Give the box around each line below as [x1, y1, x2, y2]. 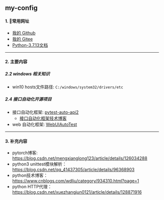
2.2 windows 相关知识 [5, 71, 50, 77]
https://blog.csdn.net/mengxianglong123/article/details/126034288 [12, 156, 147, 161]
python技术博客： [12, 173, 48, 179]
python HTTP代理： [12, 184, 52, 190]
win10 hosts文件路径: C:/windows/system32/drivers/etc [12, 84, 123, 90]
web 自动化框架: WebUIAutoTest [12, 121, 77, 127]
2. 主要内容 [5, 59, 28, 65]
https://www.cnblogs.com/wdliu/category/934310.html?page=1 [12, 178, 139, 184]
